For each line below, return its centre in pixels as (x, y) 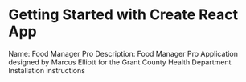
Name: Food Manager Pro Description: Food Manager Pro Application (123, 53)
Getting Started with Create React (123, 15)
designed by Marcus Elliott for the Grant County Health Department (120, 62)
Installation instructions (47, 70)
